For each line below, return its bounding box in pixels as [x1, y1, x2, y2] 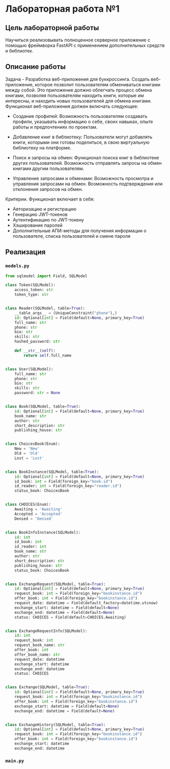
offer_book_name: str [14, 652, 60, 657]
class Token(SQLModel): [5, 283, 56, 288]
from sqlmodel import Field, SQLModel [5, 274, 88, 279]
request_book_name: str [14, 642, 65, 648]
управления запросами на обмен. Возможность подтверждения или [12, 181, 163, 187]
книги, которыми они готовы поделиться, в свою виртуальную [12, 139, 150, 145]
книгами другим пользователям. [12, 165, 84, 171]
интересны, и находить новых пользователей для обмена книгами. [5, 97, 152, 104]
